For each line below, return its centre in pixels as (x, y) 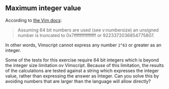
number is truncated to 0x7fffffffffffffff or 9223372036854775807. (86, 35)
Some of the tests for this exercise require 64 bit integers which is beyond (82, 60)
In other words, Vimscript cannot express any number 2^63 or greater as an (83, 45)
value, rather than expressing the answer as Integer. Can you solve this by (82, 76)
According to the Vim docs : (34, 20)
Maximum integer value (43, 8)
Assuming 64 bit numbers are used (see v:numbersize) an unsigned (88, 30)
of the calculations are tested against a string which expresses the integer (82, 70)
